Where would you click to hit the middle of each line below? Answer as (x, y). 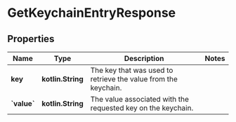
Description (144, 59)
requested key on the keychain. (142, 108)
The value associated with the (140, 99)
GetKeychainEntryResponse (92, 13)
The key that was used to (132, 70)
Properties (31, 39)
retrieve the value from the (134, 79)
